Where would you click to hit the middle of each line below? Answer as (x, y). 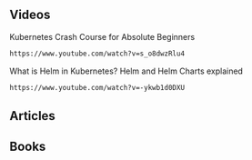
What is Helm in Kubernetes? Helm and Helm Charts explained (126, 71)
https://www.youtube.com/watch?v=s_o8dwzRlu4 (97, 54)
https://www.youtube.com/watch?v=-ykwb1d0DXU (97, 87)
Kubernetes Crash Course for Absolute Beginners (102, 36)
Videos (30, 15)
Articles (33, 116)
